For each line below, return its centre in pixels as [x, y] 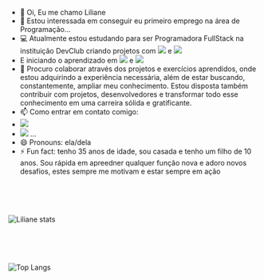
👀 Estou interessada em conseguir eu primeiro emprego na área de [130, 21]
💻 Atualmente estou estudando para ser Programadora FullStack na [132, 38]
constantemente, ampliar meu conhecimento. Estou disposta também [134, 86]
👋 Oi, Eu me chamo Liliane [63, 12]
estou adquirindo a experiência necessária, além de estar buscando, [132, 77]
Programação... [45, 29]
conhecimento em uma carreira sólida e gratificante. [106, 103]
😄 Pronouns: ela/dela [55, 142]
